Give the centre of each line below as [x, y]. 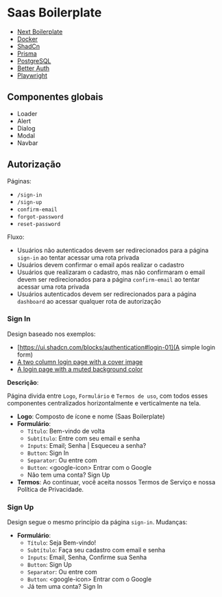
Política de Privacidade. [50, 489]
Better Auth [33, 68]
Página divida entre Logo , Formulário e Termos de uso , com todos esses [108, 396]
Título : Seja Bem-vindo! [62, 543]
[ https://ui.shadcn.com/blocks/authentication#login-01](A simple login [116, 347]
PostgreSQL [34, 60]
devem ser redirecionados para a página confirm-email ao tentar [108, 279]
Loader [27, 113]
